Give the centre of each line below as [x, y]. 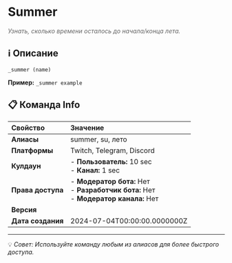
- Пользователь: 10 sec [111, 161]
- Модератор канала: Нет [115, 198]
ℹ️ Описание [33, 53]
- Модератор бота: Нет [110, 181]
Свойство [28, 128]
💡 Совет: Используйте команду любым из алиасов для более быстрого [114, 244]
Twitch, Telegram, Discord [113, 150]
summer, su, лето [99, 139]
